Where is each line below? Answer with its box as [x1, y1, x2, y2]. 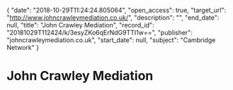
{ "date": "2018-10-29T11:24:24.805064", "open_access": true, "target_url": [6, 6, 227, 14]
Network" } [6, 44, 40, 51]
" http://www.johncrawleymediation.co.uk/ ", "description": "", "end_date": [6, 13, 220, 22]
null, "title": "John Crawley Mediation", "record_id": [6, 21, 154, 29]
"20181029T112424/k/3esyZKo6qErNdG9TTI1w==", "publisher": [6, 28, 193, 37]
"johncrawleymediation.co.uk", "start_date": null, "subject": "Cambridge [6, 36, 216, 44]
